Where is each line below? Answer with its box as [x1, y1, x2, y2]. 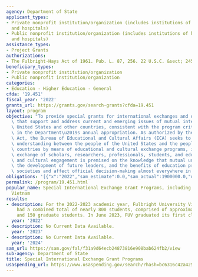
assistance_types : [6, 42, 51, 48]
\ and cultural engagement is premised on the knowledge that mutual [11, 157, 186, 163]
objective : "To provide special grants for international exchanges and [6, 113, 189, 119]
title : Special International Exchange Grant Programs [6, 256, 144, 262]
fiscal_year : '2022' [6, 96, 57, 102]
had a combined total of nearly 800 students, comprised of [16, 207, 167, 213]
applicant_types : [6, 14, 49, 20]
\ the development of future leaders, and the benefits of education [11, 163, 186, 169]
